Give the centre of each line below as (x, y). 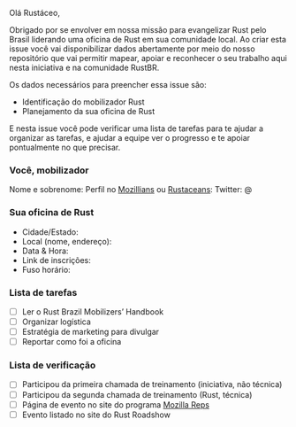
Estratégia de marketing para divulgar (91, 332)
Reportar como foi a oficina (72, 342)
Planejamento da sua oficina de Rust (88, 111)
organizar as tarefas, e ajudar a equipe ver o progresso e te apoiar (129, 138)
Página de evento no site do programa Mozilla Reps (116, 404)
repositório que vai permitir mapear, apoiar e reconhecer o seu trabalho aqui (148, 58)
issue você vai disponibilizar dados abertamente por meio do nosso (132, 49)
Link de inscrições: (56, 260)
